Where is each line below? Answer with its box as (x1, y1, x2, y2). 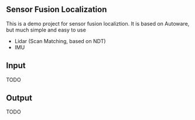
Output (6, 93, 32, 103)
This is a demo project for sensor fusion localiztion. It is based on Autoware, (6, 20, 190, 27)
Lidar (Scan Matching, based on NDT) (14, 37, 107, 44)
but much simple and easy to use (6, 26, 86, 33)
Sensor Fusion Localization (6, 5, 107, 15)
